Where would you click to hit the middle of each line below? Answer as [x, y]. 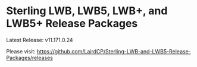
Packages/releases [30, 58]
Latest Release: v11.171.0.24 [40, 40]
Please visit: [21, 51]
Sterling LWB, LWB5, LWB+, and [87, 11]
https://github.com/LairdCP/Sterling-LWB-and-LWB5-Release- [114, 51]
